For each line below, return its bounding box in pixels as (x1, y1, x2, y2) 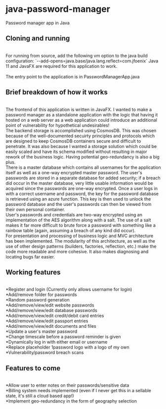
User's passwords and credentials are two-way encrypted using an (5, 211, 143, 217)
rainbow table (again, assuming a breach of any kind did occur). (5, 227, 136, 233)
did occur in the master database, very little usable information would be (5, 180, 153, 186)
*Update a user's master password (5, 328, 78, 335)
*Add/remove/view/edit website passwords (5, 302, 94, 308)
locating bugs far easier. (5, 254, 55, 259)
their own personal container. (5, 206, 66, 212)
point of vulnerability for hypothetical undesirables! (5, 122, 110, 128)
